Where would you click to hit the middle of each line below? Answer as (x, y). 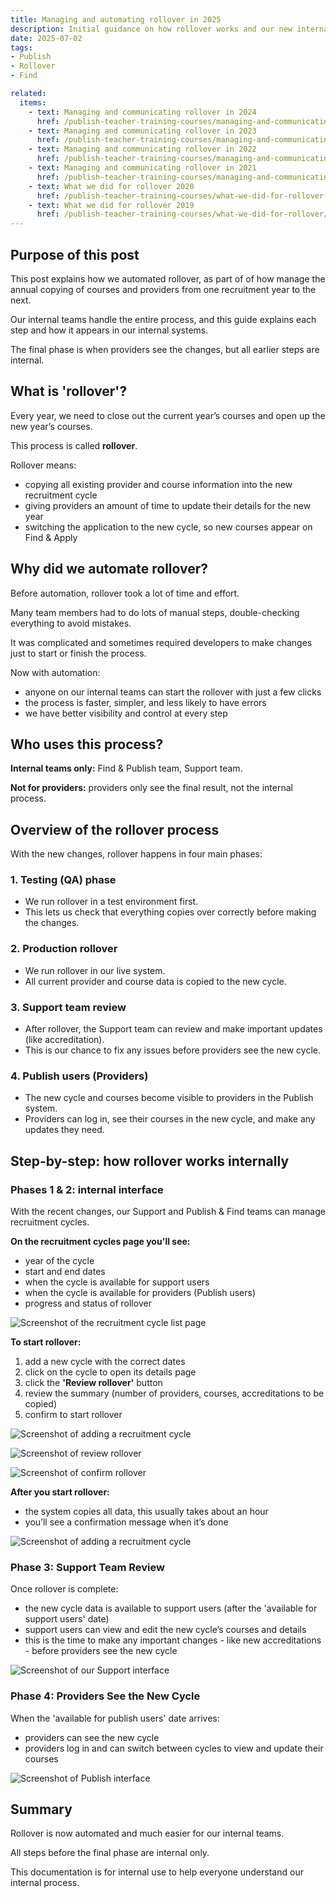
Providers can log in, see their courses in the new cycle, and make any (170, 1119)
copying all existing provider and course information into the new (158, 484)
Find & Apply (51, 537)
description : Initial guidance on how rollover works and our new (151, 29)
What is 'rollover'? (69, 391)
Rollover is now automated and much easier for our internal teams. (147, 1833)
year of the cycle (59, 1261)
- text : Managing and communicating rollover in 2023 (142, 131)
